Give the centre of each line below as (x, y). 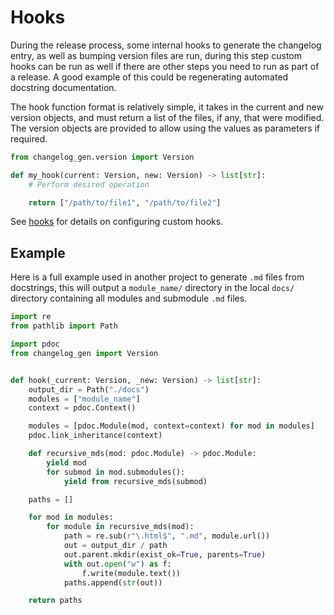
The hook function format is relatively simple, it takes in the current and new (167, 107)
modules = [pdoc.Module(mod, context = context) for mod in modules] (171, 426)
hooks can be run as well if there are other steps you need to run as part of (165, 66)
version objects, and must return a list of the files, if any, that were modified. (167, 117)
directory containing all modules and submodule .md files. (129, 298)
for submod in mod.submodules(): (116, 472)
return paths (55, 601)
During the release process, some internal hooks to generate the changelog (166, 45)
